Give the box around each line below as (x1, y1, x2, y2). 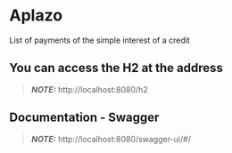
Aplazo (9, 5, 63, 26)
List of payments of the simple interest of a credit (9, 35, 190, 45)
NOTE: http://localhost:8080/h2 (30, 84, 149, 94)
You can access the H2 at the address (9, 60, 223, 76)
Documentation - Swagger (9, 110, 160, 125)
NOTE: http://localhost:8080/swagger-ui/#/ (30, 133, 192, 144)
